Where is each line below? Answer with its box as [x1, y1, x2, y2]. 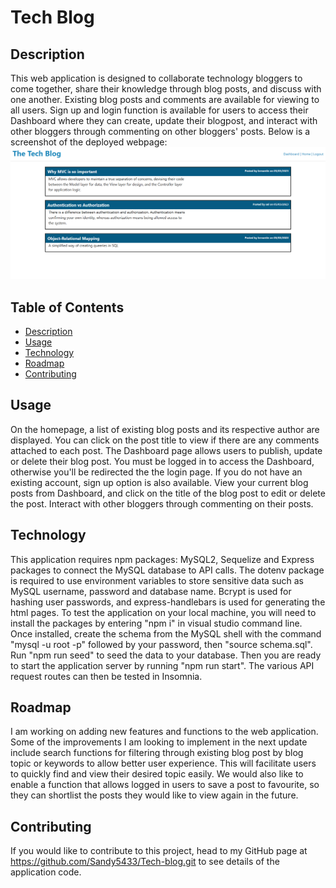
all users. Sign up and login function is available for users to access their [10, 104, 309, 116]
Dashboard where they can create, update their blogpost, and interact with [10, 115, 318, 126]
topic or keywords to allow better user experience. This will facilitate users [10, 757, 317, 770]
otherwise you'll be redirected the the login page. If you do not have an [10, 466, 303, 478]
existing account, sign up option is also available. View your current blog [10, 476, 309, 488]
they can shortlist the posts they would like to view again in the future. [10, 789, 299, 801]
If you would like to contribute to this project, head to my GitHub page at [10, 845, 308, 857]
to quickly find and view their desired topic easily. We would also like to [10, 768, 304, 780]
